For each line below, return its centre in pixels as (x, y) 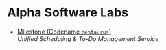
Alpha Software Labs (68, 13)
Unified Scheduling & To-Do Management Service (88, 38)
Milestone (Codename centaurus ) (64, 32)
